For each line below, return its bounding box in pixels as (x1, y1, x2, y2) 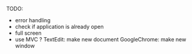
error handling (14, 17, 51, 23)
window (14, 42, 35, 49)
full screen (14, 29, 42, 37)
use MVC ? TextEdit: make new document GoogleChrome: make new (14, 36, 187, 43)
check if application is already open (14, 23, 104, 30)
